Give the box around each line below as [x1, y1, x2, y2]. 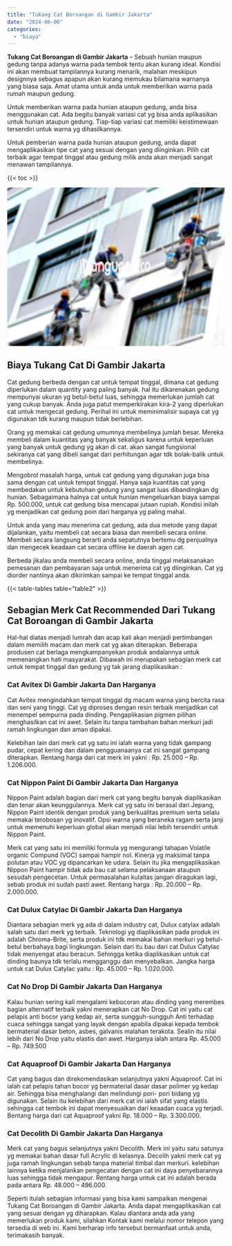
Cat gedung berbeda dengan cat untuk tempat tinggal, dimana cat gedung [7, 377, 219, 386]
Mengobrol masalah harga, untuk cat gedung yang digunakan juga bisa [7, 471, 210, 479]
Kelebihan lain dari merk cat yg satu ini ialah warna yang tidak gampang [7, 738, 212, 746]
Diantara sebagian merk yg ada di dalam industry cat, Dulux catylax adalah [7, 921, 220, 929]
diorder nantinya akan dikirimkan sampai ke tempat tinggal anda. [7, 571, 191, 579]
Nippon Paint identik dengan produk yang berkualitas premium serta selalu [7, 809, 220, 816]
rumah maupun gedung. [7, 90, 76, 98]
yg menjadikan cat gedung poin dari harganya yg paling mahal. [7, 507, 186, 516]
